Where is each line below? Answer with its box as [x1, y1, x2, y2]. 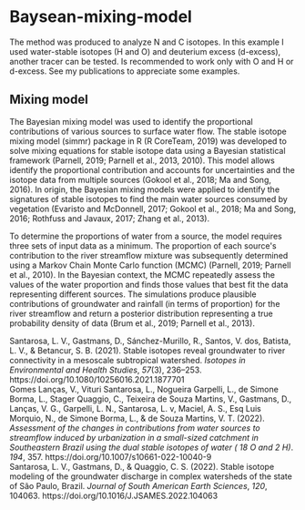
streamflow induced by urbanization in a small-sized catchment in [9, 432, 259, 443]
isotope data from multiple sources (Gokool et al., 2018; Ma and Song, [9, 174, 271, 185]
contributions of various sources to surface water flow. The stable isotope [9, 126, 287, 137]
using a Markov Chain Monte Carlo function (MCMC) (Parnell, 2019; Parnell [9, 260, 291, 270]
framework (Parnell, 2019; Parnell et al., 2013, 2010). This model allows [9, 155, 275, 166]
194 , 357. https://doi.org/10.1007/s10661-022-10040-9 [9, 451, 212, 462]
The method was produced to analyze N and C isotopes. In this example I [9, 36, 284, 47]
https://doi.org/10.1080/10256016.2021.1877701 [9, 373, 185, 384]
